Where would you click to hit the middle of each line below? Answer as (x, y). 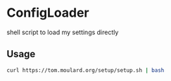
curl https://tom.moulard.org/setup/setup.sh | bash (85, 70)
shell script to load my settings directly (63, 32)
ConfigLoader (48, 13)
